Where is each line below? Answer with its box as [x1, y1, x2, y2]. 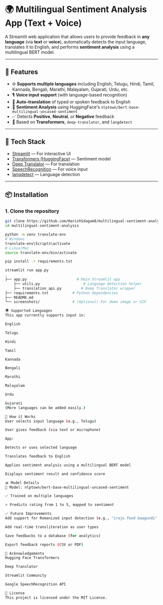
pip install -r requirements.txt [5, 259, 73, 264]
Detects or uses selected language [5, 445, 77, 450]
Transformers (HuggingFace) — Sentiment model [12, 156, 111, 161]
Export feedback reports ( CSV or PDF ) [5, 542, 83, 547]
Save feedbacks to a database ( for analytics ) [5, 533, 101, 538]
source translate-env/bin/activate [5, 250, 77, 255]
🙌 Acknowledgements [5, 551, 45, 556]
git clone [5, 219, 25, 224]
